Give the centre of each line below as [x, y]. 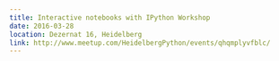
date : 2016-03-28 [42, 26]
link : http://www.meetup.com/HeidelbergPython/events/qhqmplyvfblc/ [140, 43]
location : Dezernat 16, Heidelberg [76, 34]
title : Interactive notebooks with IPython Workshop [110, 17]
